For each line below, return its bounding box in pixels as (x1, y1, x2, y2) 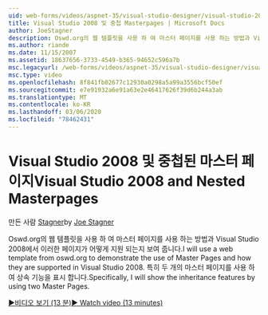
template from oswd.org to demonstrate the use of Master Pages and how (8, 253, 252, 262)
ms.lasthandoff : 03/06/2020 (8, 108, 102, 116)
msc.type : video (8, 71, 62, 79)
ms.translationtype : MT (8, 93, 88, 101)
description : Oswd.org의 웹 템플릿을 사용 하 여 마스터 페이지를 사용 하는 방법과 (8, 33, 250, 42)
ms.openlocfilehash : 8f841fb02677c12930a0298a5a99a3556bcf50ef (8, 78, 223, 86)
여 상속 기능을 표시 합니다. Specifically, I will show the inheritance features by (8, 272, 255, 282)
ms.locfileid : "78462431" (8, 116, 94, 124)
